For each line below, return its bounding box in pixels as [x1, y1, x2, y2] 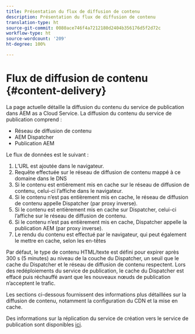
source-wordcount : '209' [6, 36, 67, 42]
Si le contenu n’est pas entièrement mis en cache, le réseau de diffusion [14, 193, 189, 200]
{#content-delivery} [6, 84, 107, 97]
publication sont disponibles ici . [6, 321, 83, 328]
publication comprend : [6, 115, 63, 123]
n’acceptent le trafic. [6, 280, 56, 287]
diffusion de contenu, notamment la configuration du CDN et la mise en [6, 297, 178, 304]
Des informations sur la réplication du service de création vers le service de [6, 315, 189, 322]
